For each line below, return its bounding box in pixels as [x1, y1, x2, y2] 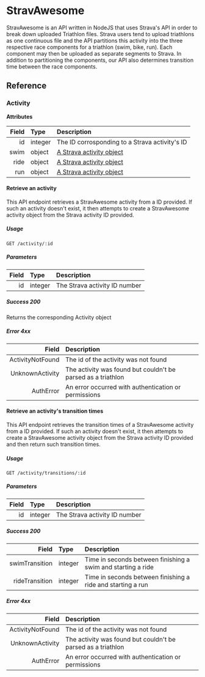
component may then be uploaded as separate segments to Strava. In [6, 50, 182, 57]
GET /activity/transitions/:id [6, 470, 86, 476]
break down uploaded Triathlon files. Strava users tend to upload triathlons [6, 30, 195, 37]
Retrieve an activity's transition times [6, 407, 104, 415]
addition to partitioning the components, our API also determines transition [6, 56, 194, 64]
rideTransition [13, 576, 53, 585]
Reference [6, 81, 47, 91]
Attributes [6, 113, 33, 120]
